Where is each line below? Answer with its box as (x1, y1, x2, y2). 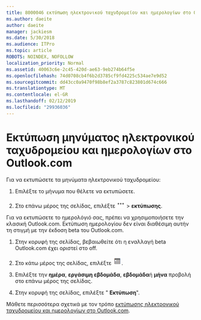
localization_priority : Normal (6, 60, 84, 66)
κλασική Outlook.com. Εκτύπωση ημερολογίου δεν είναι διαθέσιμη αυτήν (6, 220, 189, 227)
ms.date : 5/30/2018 (6, 35, 55, 41)
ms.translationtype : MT (6, 86, 66, 92)
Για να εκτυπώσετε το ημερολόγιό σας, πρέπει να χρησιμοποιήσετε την (6, 214, 184, 221)
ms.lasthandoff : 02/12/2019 (6, 98, 77, 104)
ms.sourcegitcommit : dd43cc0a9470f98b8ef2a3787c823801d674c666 (6, 79, 167, 85)
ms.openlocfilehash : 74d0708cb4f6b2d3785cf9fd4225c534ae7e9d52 (6, 72, 167, 79)
